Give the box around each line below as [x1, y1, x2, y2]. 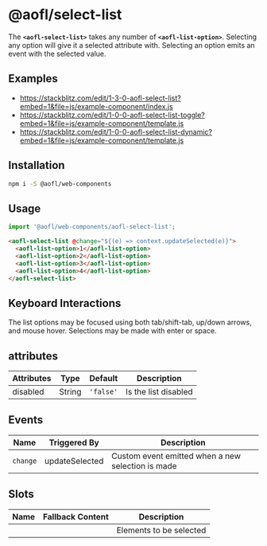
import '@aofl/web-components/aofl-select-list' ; [8, 223, 176, 231]
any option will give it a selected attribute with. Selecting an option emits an [8, 40, 256, 49]
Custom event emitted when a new [110, 450, 241, 462]
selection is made [110, 460, 177, 471]
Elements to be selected [116, 524, 207, 536]
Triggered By [48, 437, 99, 448]
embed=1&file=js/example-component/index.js [19, 101, 173, 111]
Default [89, 373, 118, 383]
